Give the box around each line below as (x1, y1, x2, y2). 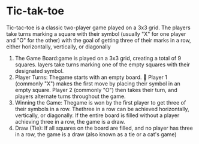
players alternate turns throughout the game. (14, 93, 126, 100)
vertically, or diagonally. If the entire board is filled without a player (14, 112, 180, 119)
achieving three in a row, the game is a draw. (14, 118, 125, 125)
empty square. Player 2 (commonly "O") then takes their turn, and (14, 86, 178, 93)
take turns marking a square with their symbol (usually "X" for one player (6, 30, 186, 37)
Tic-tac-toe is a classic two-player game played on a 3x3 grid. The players (6, 24, 191, 31)
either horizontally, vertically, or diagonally (6, 43, 111, 50)
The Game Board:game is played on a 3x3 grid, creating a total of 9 (14, 54, 182, 62)
